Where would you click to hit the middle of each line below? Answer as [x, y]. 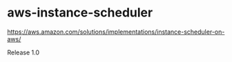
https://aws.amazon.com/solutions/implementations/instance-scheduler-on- [116, 32]
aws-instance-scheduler [80, 13]
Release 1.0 [23, 52]
